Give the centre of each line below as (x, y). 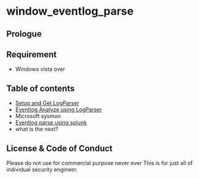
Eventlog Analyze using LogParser (58, 110)
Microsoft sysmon (38, 116)
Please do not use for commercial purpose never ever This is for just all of (99, 163)
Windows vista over (40, 69)
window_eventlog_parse (70, 11)
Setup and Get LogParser (47, 103)
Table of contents (40, 88)
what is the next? (37, 129)
